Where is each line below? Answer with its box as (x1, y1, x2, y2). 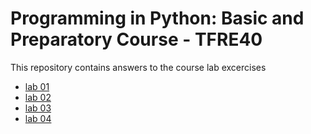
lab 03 (24, 102, 52, 114)
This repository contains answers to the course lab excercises (10, 61, 267, 73)
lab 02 (24, 91, 52, 103)
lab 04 (24, 112, 52, 124)
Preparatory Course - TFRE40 (10, 28, 263, 51)
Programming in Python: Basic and (10, 7, 305, 30)
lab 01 (24, 80, 50, 92)
